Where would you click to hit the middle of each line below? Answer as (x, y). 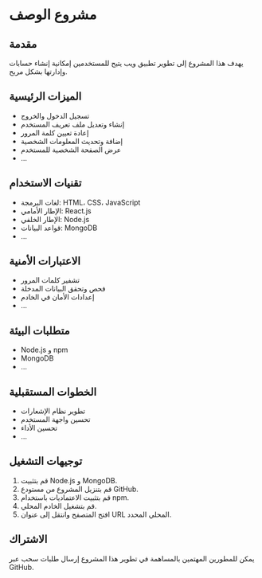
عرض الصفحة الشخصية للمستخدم (71, 150)
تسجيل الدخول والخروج (55, 115)
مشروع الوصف (53, 15)
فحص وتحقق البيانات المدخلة (63, 289)
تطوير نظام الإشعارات (53, 411)
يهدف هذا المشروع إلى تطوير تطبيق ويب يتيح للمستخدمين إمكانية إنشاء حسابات (126, 63)
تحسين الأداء (39, 428)
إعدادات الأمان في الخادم (57, 297)
